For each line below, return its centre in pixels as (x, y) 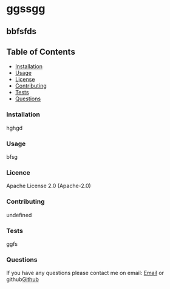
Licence (18, 172)
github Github (23, 279)
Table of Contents (41, 51)
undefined (19, 215)
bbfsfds (22, 31)
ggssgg (26, 9)
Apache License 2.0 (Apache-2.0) (49, 186)
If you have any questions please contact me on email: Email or (85, 273)
